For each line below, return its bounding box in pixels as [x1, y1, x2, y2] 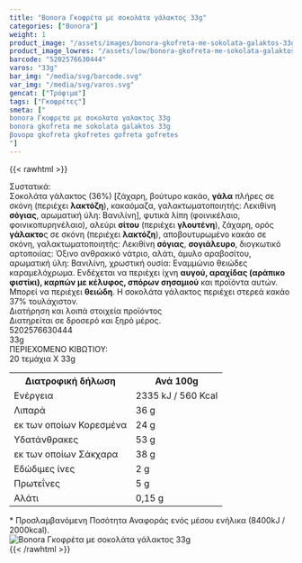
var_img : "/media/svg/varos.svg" [9, 80, 135, 89]
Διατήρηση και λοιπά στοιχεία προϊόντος [9, 305, 163, 316]
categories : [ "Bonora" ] [9, 22, 99, 31]
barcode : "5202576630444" [9, 55, 106, 64]
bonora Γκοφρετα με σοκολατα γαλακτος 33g [9, 114, 171, 123]
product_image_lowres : [9, 47, 94, 56]
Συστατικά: [9, 181, 51, 192]
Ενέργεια [13, 389, 54, 402]
